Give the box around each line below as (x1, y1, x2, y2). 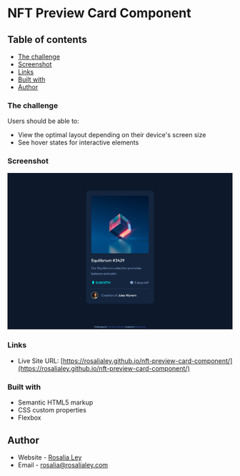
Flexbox (17, 413, 41, 422)
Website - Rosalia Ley (17, 452, 82, 462)
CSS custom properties (17, 406, 87, 415)
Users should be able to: (7, 116, 80, 126)
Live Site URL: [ (17, 356, 64, 365)
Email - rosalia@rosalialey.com (17, 460, 109, 469)
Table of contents (7, 34, 87, 46)
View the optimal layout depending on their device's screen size (17, 131, 206, 139)
